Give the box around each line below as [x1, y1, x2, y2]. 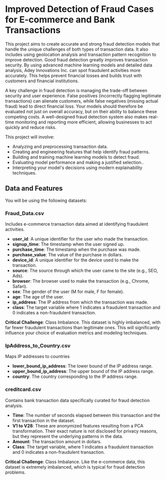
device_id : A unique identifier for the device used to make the [12, 257, 139, 263]
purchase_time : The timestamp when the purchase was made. [12, 246, 141, 252]
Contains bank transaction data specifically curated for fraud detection [5, 397, 150, 403]
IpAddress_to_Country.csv [5, 342, 71, 349]
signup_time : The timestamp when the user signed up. [12, 241, 125, 247]
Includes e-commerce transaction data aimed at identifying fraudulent [5, 221, 149, 227]
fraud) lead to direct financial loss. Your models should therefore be [5, 103, 143, 109]
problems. [5, 469, 26, 475]
